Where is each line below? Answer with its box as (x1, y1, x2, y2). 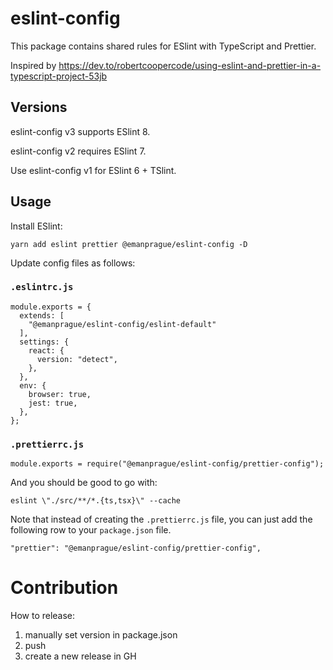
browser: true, (28, 389, 92, 399)
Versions (10, 99, 68, 116)
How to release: (10, 610, 76, 622)
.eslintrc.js (10, 282, 74, 293)
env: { (19, 380, 47, 391)
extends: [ (19, 310, 65, 321)
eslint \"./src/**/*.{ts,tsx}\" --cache (10, 496, 182, 506)
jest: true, (28, 398, 78, 408)
